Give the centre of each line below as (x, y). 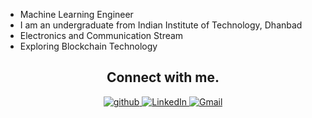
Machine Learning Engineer (76, 14)
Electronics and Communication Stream (101, 35)
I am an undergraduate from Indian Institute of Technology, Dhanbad (161, 25)
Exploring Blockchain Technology (88, 46)
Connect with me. (163, 77)
